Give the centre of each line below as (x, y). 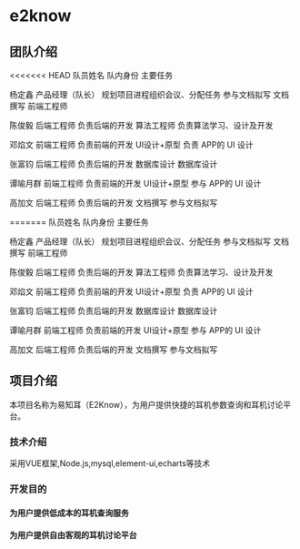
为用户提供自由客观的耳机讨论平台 (73, 535)
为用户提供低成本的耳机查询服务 (69, 513)
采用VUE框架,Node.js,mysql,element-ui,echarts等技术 (110, 463)
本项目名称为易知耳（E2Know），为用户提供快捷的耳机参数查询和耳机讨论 (146, 404)
